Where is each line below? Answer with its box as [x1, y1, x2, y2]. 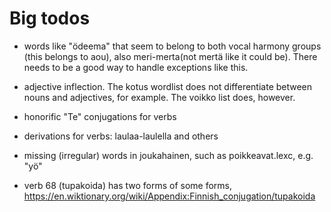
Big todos [9, 7, 91, 30]
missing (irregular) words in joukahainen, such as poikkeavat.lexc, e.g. [23, 149, 314, 161]
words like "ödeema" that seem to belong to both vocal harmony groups [23, 40, 322, 52]
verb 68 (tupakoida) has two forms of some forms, [23, 179, 233, 191]
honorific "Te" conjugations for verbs [23, 110, 177, 122]
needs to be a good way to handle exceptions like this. [23, 61, 249, 73]
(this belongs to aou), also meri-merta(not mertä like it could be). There [23, 50, 318, 62]
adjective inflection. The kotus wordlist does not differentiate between [23, 80, 313, 92]
